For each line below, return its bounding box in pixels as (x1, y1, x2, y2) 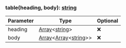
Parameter (8, 17, 34, 25)
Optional (96, 17, 118, 25)
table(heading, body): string (5, 4, 77, 11)
